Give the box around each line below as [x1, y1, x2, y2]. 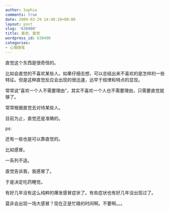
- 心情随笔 [5, 45, 25, 50]
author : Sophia [5, 7, 37, 13]
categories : [5, 40, 30, 46]
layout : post [5, 21, 33, 27]
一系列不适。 [5, 157, 32, 163]
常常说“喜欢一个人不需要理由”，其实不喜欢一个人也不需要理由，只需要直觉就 [5, 87, 164, 94]
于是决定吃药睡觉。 [5, 179, 46, 185]
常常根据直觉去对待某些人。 [5, 104, 63, 110]
